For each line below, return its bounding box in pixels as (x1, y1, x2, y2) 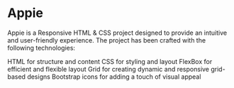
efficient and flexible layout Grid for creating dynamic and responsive (7, 65, 210, 73)
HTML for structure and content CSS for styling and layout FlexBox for (7, 57, 213, 65)
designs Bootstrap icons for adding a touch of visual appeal (27, 72, 201, 81)
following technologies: (7, 43, 76, 52)
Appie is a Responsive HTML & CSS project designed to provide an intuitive (7, 28, 228, 37)
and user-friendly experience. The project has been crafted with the (7, 35, 206, 44)
